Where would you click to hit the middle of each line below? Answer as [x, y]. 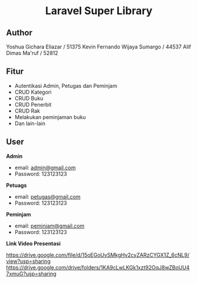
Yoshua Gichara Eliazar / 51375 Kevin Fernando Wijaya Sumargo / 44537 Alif [98, 47]
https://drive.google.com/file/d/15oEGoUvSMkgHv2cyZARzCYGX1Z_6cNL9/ [98, 255]
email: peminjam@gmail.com [49, 226]
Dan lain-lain [30, 123]
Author [19, 33]
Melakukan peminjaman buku [50, 117]
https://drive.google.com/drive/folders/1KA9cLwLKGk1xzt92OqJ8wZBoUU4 [98, 267]
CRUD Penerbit [33, 104]
